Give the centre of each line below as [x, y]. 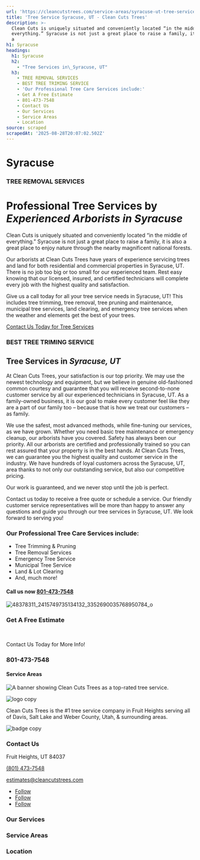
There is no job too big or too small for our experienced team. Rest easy [94, 272]
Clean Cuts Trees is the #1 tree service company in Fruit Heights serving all [98, 710]
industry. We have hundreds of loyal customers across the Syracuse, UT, [96, 463]
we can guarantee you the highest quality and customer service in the [92, 456]
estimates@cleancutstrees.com [45, 780]
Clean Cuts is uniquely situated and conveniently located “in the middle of [97, 235]
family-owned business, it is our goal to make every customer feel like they [98, 401]
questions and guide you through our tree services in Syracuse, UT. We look [100, 511]
